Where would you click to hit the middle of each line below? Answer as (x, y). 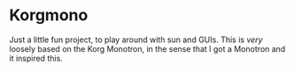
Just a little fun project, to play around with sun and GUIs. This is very (136, 40)
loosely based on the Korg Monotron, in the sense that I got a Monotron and (147, 48)
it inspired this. (36, 58)
